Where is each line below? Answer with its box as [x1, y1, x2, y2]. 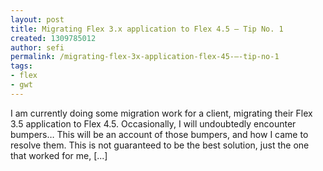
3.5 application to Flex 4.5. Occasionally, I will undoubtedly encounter [10, 117, 297, 130]
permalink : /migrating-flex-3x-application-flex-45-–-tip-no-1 [10, 52, 280, 62]
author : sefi [10, 42, 65, 53]
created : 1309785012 [10, 33, 97, 43]
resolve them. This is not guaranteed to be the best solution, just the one [10, 139, 310, 151]
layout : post [10, 14, 65, 25]
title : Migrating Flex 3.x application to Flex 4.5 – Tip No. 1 [10, 24, 284, 34]
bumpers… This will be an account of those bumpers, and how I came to [10, 128, 309, 140]
